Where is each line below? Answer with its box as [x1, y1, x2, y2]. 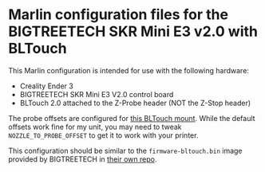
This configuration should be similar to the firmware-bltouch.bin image [8, 146, 243, 155]
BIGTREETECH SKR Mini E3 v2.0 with [8, 22, 258, 41]
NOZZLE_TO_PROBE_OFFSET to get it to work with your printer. [8, 130, 199, 140]
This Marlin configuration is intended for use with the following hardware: [8, 65, 250, 75]
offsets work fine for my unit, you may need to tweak [8, 122, 182, 131]
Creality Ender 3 [19, 81, 73, 91]
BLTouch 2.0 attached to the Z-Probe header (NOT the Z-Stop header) [19, 98, 251, 107]
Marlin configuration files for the [8, 6, 229, 24]
